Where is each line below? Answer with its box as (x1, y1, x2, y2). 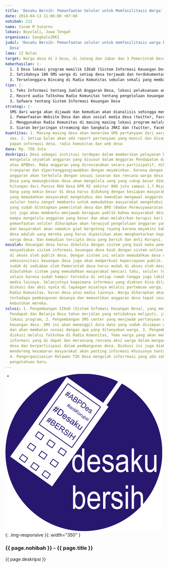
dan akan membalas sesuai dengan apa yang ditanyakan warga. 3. (10, 327, 147, 332)
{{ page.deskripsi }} (5, 556, 46, 562)
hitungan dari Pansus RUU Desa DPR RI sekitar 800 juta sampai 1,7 (10, 184, 154, 189)
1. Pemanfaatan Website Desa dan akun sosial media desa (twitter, (10, 115, 154, 120)
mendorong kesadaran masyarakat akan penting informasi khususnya (10, 349, 152, 354)
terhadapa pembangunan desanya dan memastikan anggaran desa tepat (10, 296, 154, 301)
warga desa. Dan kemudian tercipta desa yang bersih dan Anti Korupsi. (10, 237, 163, 242)
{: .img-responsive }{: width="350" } (5, 532, 81, 538)
